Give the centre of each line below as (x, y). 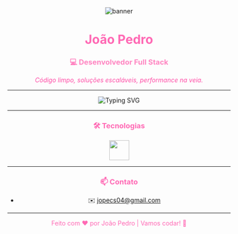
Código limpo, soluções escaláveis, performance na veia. (119, 80)
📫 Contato (119, 182)
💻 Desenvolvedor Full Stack (119, 62)
